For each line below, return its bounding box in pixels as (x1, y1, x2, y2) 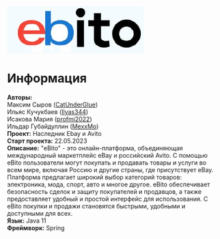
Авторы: (7, 93, 33, 101)
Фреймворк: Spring (7, 223, 65, 231)
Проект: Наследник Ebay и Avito (7, 129, 102, 137)
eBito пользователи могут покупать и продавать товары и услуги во (7, 158, 207, 167)
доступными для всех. (7, 209, 73, 217)
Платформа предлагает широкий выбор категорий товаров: (7, 173, 182, 181)
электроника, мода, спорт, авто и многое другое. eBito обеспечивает (7, 180, 210, 188)
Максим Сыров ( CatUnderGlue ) (7, 100, 98, 109)
